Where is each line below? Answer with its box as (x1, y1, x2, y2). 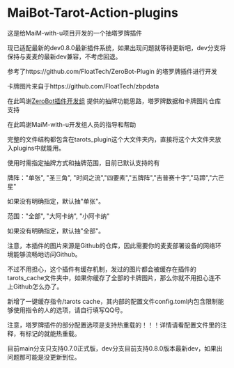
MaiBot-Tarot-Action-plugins (7, 5, 179, 21)
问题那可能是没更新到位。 (7, 353, 81, 361)
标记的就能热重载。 (25, 329, 81, 337)
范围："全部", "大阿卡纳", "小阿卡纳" (7, 211, 110, 220)
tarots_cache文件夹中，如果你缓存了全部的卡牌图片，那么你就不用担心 (7, 273, 209, 282)
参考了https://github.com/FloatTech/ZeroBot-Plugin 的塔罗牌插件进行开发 (7, 67, 218, 75)
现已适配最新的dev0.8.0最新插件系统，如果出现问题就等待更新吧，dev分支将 (7, 43, 226, 52)
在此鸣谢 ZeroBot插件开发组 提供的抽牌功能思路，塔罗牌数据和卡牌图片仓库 (7, 96, 221, 105)
